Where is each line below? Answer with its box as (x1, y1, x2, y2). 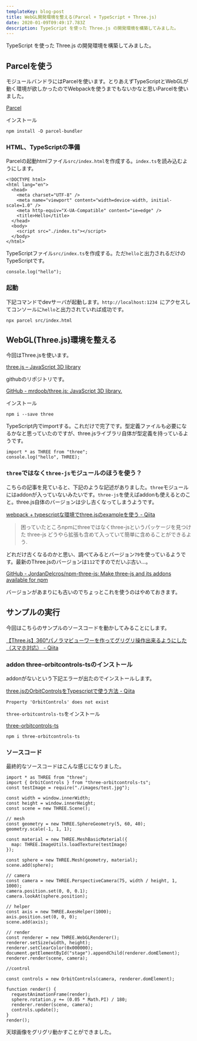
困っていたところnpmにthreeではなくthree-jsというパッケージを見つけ (20, 523, 192, 530)
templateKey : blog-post (6, 8, 65, 15)
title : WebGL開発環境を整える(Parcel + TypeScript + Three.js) (6, 14, 157, 20)
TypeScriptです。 (6, 257, 48, 265)
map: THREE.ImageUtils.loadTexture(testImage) (11, 842, 128, 848)
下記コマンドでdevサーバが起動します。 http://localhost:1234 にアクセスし (6, 298, 191, 305)
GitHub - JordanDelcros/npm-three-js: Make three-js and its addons (6, 570, 172, 577)
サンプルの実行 (6, 608, 61, 618)
